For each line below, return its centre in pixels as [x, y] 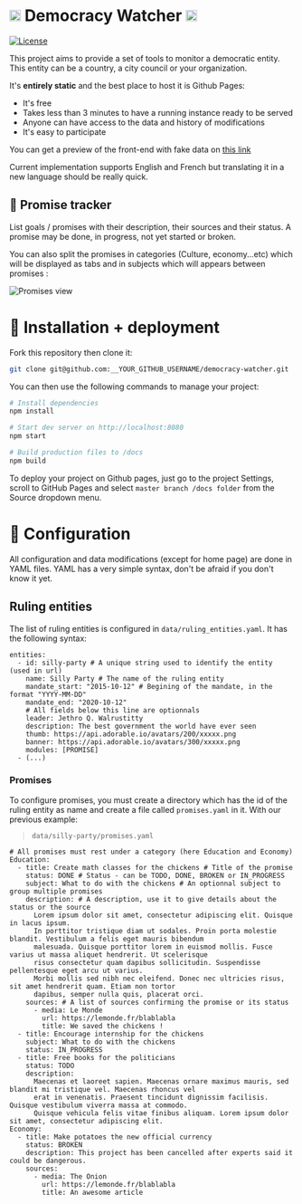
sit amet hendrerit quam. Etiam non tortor [93, 986]
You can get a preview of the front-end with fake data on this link [130, 149]
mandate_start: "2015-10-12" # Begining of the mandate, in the [149, 686]
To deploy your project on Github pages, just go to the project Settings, [142, 478]
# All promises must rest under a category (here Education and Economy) [151, 852]
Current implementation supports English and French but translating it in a [147, 167]
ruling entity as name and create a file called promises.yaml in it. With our [146, 809]
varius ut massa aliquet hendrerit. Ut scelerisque [109, 955]
